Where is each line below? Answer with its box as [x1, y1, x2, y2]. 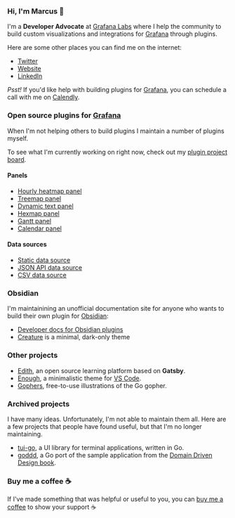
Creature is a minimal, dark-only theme [17, 333, 130, 342]
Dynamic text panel [17, 202, 74, 210]
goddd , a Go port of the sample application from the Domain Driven [17, 451, 213, 459]
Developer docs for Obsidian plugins [17, 325, 123, 334]
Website [17, 65, 42, 73]
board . [7, 155, 27, 164]
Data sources [7, 240, 47, 249]
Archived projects [7, 399, 70, 408]
